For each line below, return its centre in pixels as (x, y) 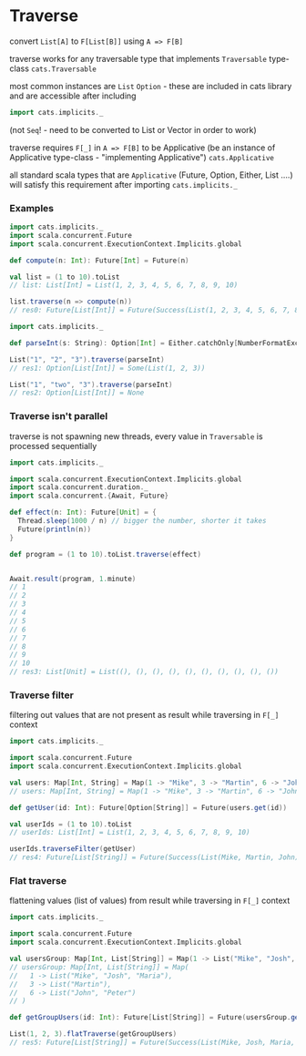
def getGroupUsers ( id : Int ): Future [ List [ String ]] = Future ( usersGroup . (150, 1018)
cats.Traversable (64, 69)
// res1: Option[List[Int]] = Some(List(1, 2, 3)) (107, 368)
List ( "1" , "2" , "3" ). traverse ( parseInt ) (87, 359)
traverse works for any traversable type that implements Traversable (138, 58)
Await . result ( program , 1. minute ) (73, 579)
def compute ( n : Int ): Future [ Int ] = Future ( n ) (99, 261)
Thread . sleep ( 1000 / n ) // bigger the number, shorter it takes (142, 521)
